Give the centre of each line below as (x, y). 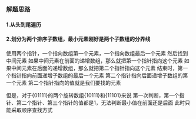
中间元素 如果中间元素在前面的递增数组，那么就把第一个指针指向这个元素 (94, 61)
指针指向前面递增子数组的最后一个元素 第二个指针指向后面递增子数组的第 (99, 75)
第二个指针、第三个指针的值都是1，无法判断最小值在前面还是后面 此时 (101, 103)
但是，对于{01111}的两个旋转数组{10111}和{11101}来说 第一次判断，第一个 (93, 95)
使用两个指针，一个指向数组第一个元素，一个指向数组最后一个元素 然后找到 (97, 53)
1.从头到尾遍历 (24, 24)
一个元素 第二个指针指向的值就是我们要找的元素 (64, 82)
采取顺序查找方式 (32, 110)
